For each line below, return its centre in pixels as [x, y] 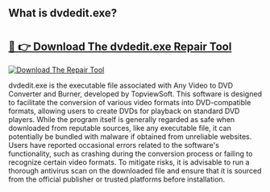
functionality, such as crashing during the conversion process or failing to [131, 153]
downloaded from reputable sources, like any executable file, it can [120, 128]
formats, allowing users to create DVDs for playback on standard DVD [124, 111]
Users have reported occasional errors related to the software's [114, 145]
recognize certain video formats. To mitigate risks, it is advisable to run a [129, 162]
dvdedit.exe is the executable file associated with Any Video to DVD [121, 85]
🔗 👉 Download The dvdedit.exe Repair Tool [120, 46]
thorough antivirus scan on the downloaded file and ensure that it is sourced [135, 171]
